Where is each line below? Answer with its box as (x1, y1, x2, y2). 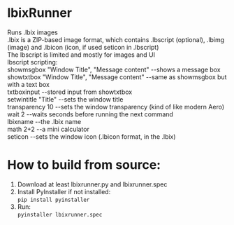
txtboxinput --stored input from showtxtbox (7, 88, 133, 96)
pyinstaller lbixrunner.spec (17, 211, 103, 218)
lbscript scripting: (7, 57, 58, 66)
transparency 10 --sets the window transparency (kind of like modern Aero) (7, 102, 225, 111)
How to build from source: (7, 157, 161, 173)
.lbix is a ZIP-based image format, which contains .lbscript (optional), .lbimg (7, 35, 225, 43)
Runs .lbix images (7, 28, 58, 36)
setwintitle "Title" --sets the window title (7, 95, 124, 103)
